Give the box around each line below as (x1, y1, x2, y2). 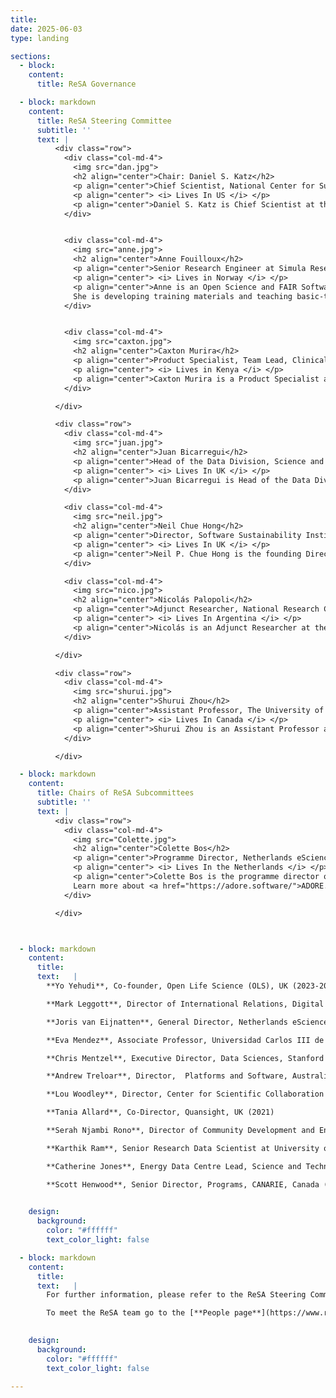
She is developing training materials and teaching (73, 291, 293, 301)
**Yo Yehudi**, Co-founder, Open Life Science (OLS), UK (46, 981, 288, 991)
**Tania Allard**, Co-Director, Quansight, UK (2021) (46, 1107, 275, 1118)
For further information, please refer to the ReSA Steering (46, 1290, 307, 1300)
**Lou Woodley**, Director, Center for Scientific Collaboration (46, 1089, 325, 1100)
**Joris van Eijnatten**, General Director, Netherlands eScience (46, 1017, 329, 1027)
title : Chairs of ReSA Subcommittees (36, 788, 195, 798)
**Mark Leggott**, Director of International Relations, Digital (46, 999, 325, 1009)
